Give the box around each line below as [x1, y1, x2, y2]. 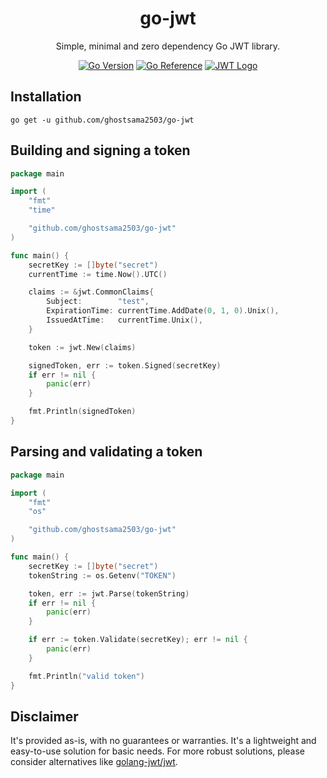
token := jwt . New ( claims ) [28, 342, 137, 352]
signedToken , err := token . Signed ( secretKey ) [28, 360, 222, 371]
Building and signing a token [10, 142, 191, 159]
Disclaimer [10, 708, 79, 725]
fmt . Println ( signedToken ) [28, 407, 137, 417]
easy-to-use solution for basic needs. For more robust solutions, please [10, 745, 305, 757]
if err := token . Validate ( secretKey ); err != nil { [28, 635, 248, 645]
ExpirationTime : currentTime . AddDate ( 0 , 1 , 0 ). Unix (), [46, 306, 280, 316]
